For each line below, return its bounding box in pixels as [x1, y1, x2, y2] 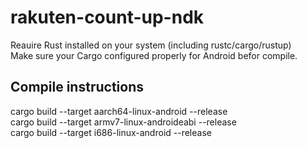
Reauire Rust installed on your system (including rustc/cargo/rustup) [10, 39, 292, 51]
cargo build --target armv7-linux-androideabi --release [10, 116, 237, 128]
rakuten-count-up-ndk [10, 6, 205, 29]
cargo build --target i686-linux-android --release [10, 126, 212, 138]
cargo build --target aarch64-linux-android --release [10, 105, 228, 117]
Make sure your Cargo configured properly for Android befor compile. [10, 49, 298, 61]
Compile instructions [10, 79, 144, 96]
